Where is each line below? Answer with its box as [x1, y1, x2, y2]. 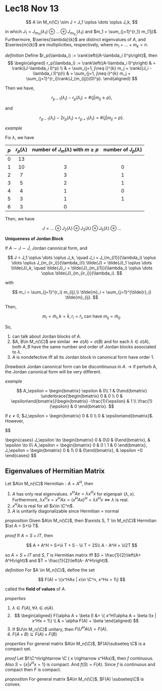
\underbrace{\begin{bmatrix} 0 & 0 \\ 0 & [40, 393, 123, 399]
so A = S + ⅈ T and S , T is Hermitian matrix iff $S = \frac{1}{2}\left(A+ [5, 552, 141, 558]
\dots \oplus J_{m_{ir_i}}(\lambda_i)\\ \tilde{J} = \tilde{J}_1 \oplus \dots [11, 260, 152, 266]
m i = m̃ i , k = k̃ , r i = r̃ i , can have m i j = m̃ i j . [42, 313, 122, 321]
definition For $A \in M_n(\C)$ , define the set [5, 567, 95, 573]
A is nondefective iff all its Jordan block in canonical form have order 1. [12, 354, 155, 360]
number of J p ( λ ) [103, 146, 142, 154]
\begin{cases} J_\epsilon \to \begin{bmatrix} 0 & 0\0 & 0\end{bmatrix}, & [5, 437, 151, 443]
